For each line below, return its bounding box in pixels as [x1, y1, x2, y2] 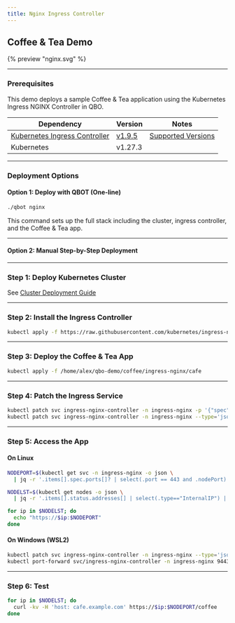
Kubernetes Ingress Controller [10, 130, 110, 140]
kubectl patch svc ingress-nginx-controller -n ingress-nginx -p [7, 406, 201, 414]
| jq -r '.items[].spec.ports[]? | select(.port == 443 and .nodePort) [13, 476, 227, 483]
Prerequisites [7, 79, 54, 88]
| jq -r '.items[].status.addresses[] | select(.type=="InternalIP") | [13, 495, 227, 502]
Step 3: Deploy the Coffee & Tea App [7, 351, 134, 361]
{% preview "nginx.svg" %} [7, 55, 87, 63]
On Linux [7, 454, 34, 462]
